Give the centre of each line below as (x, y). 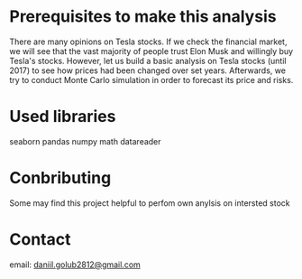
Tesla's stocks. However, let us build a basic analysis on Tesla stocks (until (148, 60)
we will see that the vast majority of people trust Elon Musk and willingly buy (151, 51)
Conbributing (60, 178)
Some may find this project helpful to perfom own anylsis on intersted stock (150, 203)
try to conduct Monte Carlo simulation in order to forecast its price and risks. (151, 79)
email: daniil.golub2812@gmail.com (75, 265)
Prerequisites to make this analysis (143, 17)
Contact (40, 239)
